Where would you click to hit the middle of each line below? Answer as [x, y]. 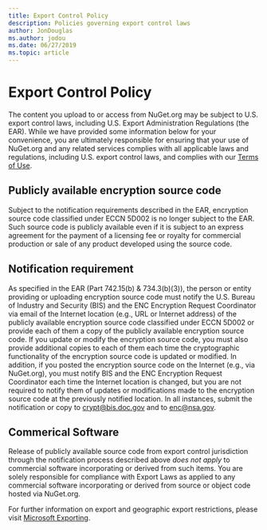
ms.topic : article [39, 53]
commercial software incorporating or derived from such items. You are [126, 468]
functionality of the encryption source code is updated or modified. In [122, 356]
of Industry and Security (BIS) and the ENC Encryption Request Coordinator [132, 305]
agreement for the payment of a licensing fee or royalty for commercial [125, 235]
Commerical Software [64, 432]
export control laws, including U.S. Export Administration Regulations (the [129, 123]
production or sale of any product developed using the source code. [120, 244]
